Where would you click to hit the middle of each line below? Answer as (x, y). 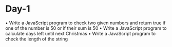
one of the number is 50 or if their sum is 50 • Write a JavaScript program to (86, 28)
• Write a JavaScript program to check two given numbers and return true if (85, 23)
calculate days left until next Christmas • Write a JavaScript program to (80, 33)
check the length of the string (37, 39)
